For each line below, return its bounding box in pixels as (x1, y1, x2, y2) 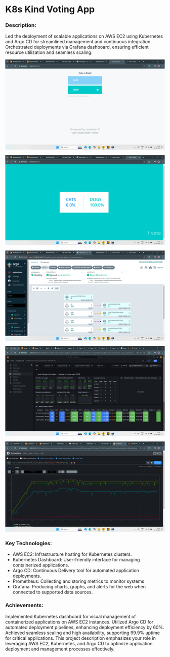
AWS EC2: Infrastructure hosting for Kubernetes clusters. (12, 551, 132, 557)
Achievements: (5, 602, 44, 609)
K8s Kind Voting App (5, 4, 95, 15)
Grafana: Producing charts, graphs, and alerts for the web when (12, 584, 146, 590)
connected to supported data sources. (12, 589, 93, 595)
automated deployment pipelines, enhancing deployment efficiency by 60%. (5, 624, 164, 630)
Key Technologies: (5, 540, 52, 547)
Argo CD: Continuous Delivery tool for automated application (12, 568, 139, 574)
